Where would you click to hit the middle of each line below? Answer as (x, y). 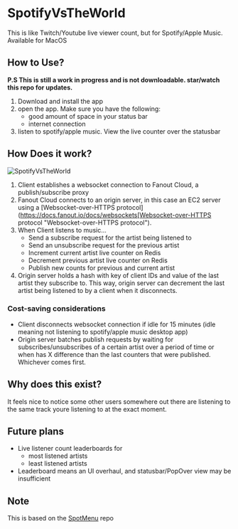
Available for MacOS (37, 40)
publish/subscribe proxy (53, 192)
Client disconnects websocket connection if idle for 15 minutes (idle (117, 324)
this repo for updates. (40, 87)
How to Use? (36, 63)
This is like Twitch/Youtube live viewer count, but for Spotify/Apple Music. (115, 33)
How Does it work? (50, 154)
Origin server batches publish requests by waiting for (96, 339)
